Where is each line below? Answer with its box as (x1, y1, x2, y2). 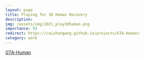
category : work (5, 36, 38, 41)
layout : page (5, 7, 33, 13)
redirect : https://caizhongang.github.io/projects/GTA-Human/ (5, 31, 140, 36)
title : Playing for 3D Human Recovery (5, 12, 88, 17)
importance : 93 (5, 26, 38, 31)
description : (5, 17, 33, 22)
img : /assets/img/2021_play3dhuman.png (5, 21, 90, 27)
